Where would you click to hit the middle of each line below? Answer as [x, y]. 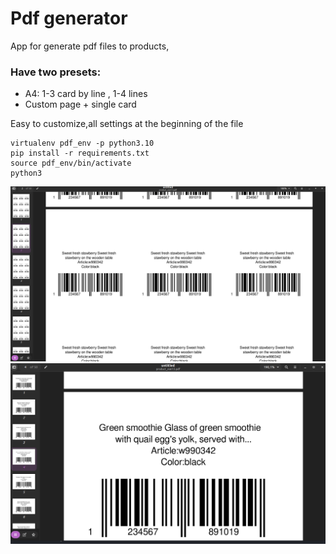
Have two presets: [56, 72]
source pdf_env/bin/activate [71, 163]
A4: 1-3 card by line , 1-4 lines [86, 94]
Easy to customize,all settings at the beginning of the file [127, 124]
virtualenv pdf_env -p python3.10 [82, 143]
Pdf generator [69, 18]
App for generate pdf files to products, [90, 46]
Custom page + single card [80, 104]
